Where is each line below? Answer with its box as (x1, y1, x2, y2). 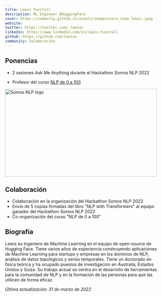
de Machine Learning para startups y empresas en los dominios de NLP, (5, 251, 149, 257)
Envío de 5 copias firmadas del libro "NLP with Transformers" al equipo (12, 204, 155, 209)
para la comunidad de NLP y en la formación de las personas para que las (5, 272, 153, 278)
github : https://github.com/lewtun (5, 35, 77, 39)
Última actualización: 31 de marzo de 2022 (5, 286, 91, 292)
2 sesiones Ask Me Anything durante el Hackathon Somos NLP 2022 (12, 70, 149, 75)
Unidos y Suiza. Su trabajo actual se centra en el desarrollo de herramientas (5, 266, 157, 272)
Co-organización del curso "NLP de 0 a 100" (12, 214, 101, 220)
